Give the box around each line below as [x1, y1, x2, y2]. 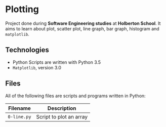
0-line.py [8, 114, 31, 119]
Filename [8, 105, 31, 112]
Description [47, 105, 77, 112]
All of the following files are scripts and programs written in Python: [5, 93, 146, 99]
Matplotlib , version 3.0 [12, 64, 62, 70]
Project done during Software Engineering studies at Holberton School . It [5, 20, 161, 26]
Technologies [5, 46, 50, 54]
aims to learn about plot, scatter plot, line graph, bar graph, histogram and [5, 25, 159, 31]
